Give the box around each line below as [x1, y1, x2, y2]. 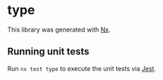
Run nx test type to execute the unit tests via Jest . [7, 64, 157, 72]
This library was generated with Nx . [7, 25, 111, 34]
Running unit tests [7, 46, 90, 58]
